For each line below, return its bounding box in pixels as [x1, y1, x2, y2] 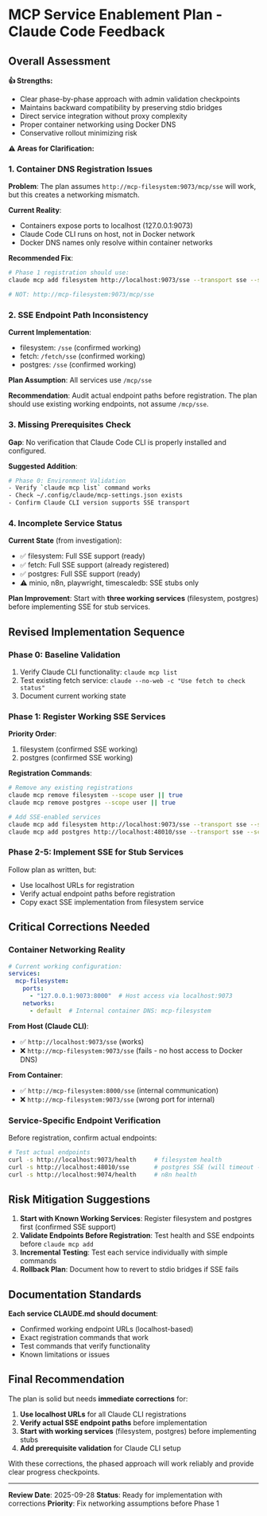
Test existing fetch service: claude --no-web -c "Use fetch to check [19, 676, 246, 685]
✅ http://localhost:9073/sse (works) [19, 1036, 145, 1046]
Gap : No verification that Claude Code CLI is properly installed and [8, 437, 226, 447]
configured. [8, 446, 46, 455]
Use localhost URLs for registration [19, 880, 135, 890]
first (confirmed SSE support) [19, 1222, 117, 1232]
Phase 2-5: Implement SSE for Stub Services [8, 846, 184, 858]
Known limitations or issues [19, 1349, 110, 1360]
